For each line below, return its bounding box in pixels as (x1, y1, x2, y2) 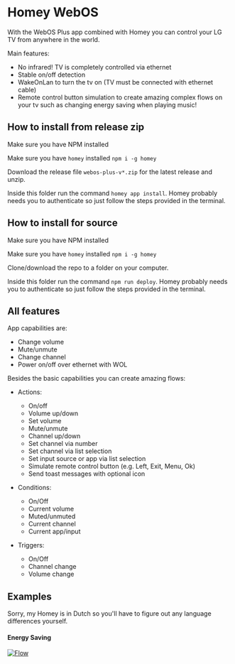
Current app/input (28, 527, 81, 536)
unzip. (7, 175, 26, 183)
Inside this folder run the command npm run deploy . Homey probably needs (7, 277, 228, 285)
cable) (17, 85, 37, 94)
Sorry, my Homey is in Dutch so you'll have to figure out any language (7, 609, 212, 618)
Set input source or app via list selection (28, 455, 146, 463)
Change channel (17, 353, 66, 361)
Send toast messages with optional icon (28, 469, 146, 478)
